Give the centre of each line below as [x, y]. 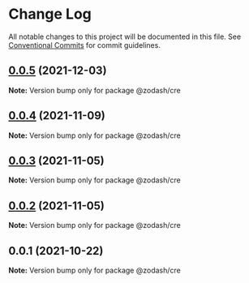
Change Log [50, 14]
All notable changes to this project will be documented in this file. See [125, 36]
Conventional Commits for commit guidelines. [84, 45]
